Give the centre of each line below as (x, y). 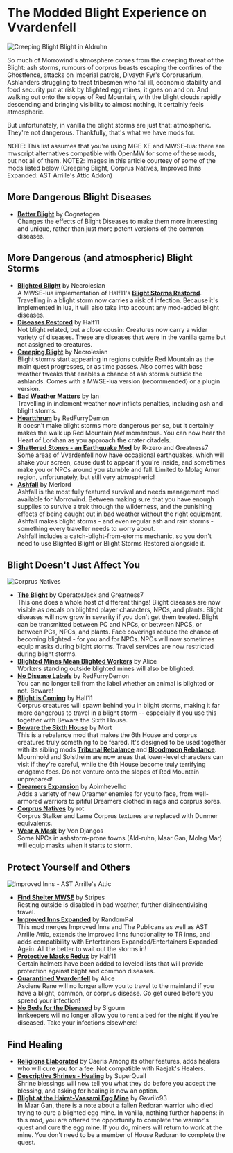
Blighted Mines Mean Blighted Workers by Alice (87, 661)
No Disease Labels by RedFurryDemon (73, 676)
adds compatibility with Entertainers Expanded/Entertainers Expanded (118, 942)
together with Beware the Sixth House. (72, 720)
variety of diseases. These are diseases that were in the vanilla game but (121, 337)
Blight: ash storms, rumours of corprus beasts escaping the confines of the (114, 67)
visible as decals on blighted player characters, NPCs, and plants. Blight (120, 610)
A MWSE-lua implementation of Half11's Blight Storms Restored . (110, 293)
